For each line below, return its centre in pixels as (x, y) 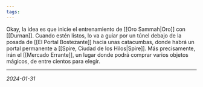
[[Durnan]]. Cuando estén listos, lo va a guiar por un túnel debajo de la (94, 35)
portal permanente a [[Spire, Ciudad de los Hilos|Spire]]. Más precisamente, (101, 48)
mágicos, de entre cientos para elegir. (53, 61)
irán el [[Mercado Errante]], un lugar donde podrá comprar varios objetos (97, 54)
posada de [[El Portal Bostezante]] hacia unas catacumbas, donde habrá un (100, 42)
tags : (13, 12)
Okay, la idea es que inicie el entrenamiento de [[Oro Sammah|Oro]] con (96, 29)
